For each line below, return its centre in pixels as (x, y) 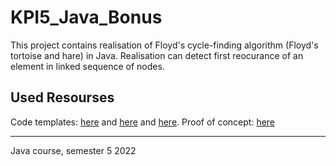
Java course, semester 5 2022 (73, 150)
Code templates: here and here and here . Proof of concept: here (143, 122)
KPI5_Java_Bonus (86, 17)
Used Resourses (62, 97)
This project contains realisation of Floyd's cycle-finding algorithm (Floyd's (164, 45)
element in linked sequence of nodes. (87, 66)
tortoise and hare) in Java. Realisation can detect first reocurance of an (157, 55)
